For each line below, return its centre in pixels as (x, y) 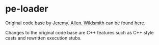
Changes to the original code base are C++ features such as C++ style (79, 32)
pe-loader (27, 9)
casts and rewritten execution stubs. (43, 38)
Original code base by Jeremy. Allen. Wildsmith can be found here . (75, 23)
